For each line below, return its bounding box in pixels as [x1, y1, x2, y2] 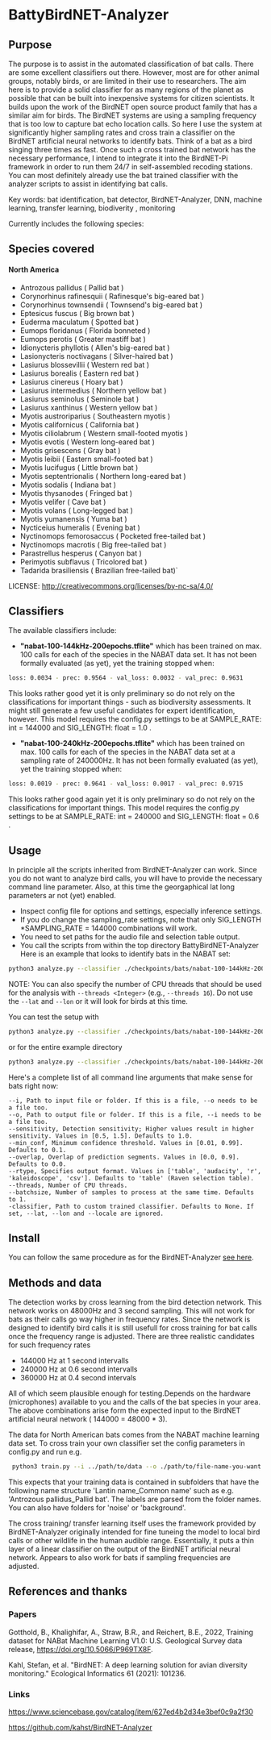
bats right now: [8, 1080, 59, 1090]
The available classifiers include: [8, 626, 117, 635]
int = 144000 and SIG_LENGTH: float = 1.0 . [8, 723, 152, 733]
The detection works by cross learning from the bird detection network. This [8, 1297, 262, 1307]
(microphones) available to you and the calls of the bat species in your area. [8, 1397, 261, 1407]
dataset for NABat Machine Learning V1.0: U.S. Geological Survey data [8, 1635, 243, 1646]
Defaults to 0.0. [8, 1159, 67, 1168]
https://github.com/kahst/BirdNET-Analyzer [8, 1723, 152, 1733]
